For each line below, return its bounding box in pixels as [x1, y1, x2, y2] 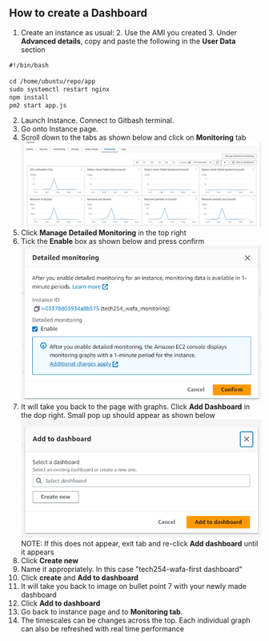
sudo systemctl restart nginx [9, 85, 110, 93]
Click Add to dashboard [20, 598, 101, 608]
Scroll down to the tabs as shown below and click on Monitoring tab [20, 132, 247, 142]
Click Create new [20, 555, 79, 565]
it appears [20, 547, 54, 557]
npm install [9, 93, 49, 101]
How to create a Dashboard [9, 6, 147, 20]
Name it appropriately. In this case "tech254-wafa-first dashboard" [20, 564, 243, 574]
